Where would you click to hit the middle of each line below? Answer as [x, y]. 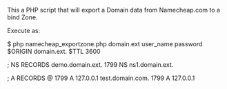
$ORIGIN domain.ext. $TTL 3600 [54, 51]
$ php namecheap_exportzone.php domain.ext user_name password [105, 44]
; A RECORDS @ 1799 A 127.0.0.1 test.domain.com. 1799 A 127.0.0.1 [101, 78]
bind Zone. [22, 17]
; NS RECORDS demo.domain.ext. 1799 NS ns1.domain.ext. [90, 65]
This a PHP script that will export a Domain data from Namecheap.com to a [114, 10]
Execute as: [24, 31]
